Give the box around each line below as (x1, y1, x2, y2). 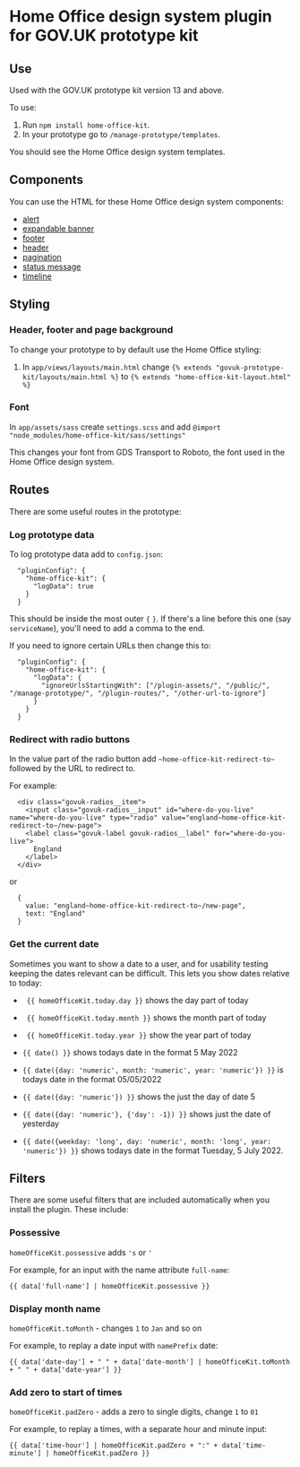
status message (21, 261, 81, 272)
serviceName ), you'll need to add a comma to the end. (9, 622, 206, 633)
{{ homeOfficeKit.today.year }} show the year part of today (26, 1029, 252, 1040)
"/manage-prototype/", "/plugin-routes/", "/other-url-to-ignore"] (9, 689, 267, 698)
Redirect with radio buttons (9, 733, 131, 745)
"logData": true (32, 581, 94, 591)
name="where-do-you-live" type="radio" (9, 813, 159, 822)
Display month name (9, 1302, 101, 1315)
